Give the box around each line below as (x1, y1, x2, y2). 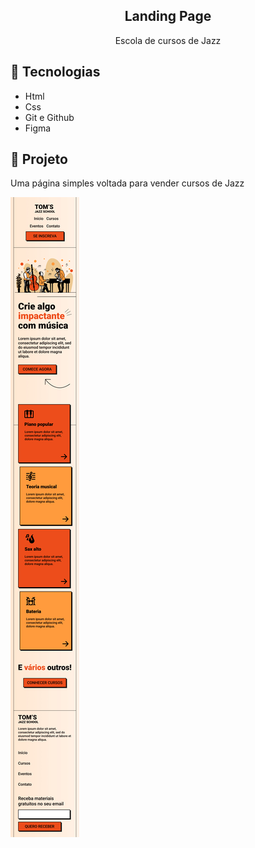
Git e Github (24, 111, 75, 123)
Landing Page (124, 8, 212, 25)
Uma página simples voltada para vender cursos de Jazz (10, 177, 245, 189)
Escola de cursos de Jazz (114, 34, 222, 46)
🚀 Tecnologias (10, 64, 101, 81)
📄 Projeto (10, 151, 68, 168)
